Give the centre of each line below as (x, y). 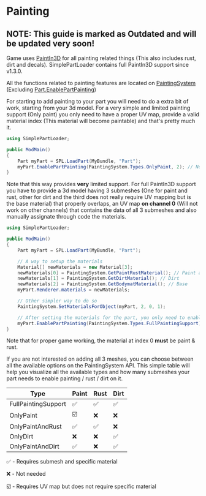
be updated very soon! (51, 43)
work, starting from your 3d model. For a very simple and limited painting (98, 108)
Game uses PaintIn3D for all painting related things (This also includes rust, (101, 58)
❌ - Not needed (26, 474)
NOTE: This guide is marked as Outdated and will (101, 34)
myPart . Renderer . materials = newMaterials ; (74, 290)
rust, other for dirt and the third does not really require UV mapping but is (99, 197)
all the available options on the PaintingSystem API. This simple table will (98, 366)
